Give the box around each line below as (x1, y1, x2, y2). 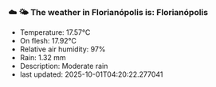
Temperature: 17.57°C (19, 28, 91, 37)
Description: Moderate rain (19, 62, 108, 71)
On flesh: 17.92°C (19, 36, 77, 46)
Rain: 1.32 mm (19, 53, 66, 62)
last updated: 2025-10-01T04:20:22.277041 (19, 70, 163, 79)
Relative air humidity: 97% (19, 44, 106, 54)
